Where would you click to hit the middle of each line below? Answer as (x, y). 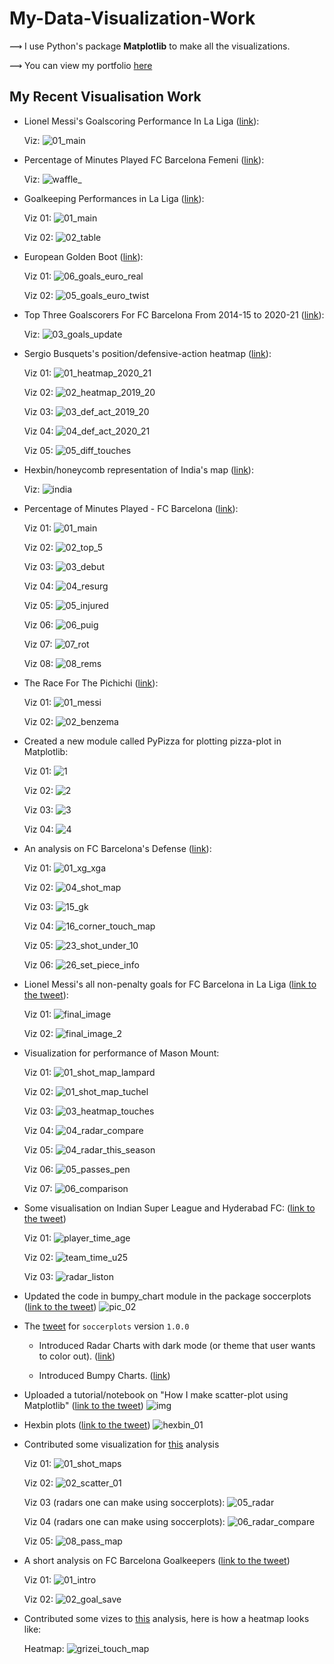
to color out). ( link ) (77, 1356)
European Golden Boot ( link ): (83, 256)
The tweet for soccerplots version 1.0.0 (106, 1326)
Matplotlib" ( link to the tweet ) (83, 1405)
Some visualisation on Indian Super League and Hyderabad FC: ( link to (169, 1208)
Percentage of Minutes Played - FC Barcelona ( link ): (131, 508)
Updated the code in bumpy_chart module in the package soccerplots (167, 1296)
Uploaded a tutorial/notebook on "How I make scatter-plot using (156, 1394)
